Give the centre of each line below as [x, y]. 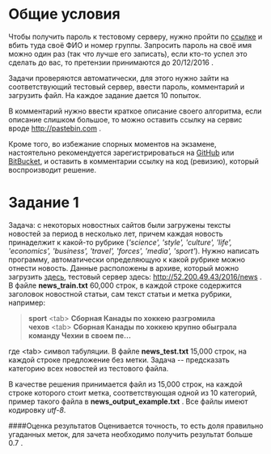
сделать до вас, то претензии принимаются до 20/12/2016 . [111, 62]
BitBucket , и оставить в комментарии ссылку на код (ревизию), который [133, 161]
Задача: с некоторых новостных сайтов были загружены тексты [120, 225]
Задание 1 [44, 203]
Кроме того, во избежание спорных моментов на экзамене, [112, 143]
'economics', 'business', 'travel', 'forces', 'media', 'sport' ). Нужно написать [134, 251]
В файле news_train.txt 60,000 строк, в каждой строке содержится [125, 285]
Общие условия [64, 14]
